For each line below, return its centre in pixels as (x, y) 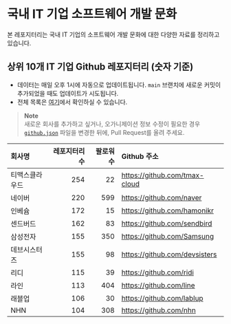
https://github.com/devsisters (169, 254)
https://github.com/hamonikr (168, 210)
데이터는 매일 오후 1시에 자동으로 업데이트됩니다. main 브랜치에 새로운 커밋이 (119, 85)
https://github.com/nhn (158, 310)
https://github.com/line (158, 285)
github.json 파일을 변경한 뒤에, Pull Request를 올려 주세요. (104, 132)
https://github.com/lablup (163, 298)
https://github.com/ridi (158, 272)
